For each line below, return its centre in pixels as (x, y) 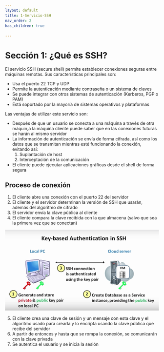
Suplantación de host (41, 155)
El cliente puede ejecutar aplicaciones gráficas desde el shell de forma (83, 165)
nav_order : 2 (18, 20)
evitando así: (25, 149)
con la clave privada (32, 339)
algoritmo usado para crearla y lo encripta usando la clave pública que (83, 324)
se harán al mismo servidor (40, 134)
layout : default (21, 10)
